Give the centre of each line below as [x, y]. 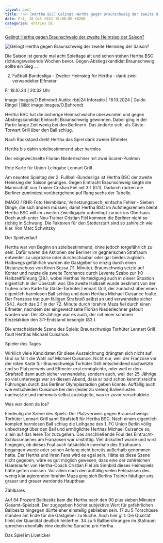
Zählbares [15, 490]
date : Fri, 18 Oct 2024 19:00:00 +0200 [45, 19]
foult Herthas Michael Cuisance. [37, 334]
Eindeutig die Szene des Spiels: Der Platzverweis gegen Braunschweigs [77, 414]
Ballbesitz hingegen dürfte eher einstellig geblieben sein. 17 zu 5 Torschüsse [81, 510]
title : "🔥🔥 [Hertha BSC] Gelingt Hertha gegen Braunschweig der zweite [79, 14]
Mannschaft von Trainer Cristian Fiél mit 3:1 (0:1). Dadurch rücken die [74, 188]
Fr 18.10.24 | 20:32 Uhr [28, 90]
